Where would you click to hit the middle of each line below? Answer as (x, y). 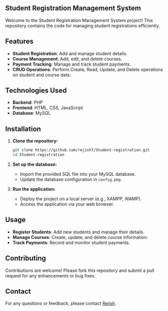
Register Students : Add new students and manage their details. (78, 232)
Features (19, 41)
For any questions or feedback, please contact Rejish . (61, 303)
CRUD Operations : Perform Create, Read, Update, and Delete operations (88, 69)
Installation (23, 129)
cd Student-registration (38, 155)
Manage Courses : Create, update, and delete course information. (80, 237)
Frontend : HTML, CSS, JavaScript (48, 108)
